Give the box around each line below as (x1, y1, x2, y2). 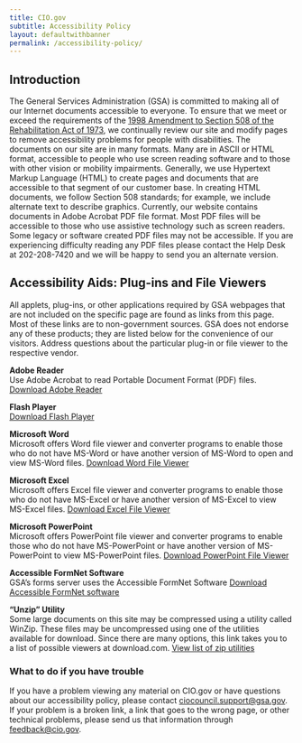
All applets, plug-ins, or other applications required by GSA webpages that (9, 299, 286, 310)
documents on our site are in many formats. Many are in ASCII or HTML (9, 144, 275, 154)
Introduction (9, 71, 81, 87)
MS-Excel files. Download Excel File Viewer (9, 503, 171, 515)
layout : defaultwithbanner (9, 30, 111, 39)
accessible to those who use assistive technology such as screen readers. (9, 220, 286, 231)
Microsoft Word (9, 428, 69, 439)
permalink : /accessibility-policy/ (9, 38, 143, 48)
